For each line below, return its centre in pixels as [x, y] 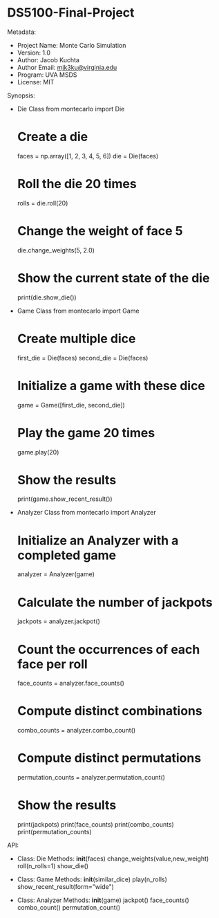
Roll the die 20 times [77, 184]
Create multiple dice [76, 339]
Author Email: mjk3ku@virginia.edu [67, 67]
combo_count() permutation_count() [69, 908]
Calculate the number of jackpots [115, 602]
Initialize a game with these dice [111, 386]
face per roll [52, 664]
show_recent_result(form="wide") [65, 887]
